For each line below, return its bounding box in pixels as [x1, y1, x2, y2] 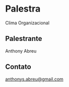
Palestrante [5, 34, 42, 43]
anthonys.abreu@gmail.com [5, 76, 64, 82]
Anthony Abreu [5, 48, 37, 54]
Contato [5, 63, 31, 71]
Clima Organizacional [5, 20, 49, 26]
